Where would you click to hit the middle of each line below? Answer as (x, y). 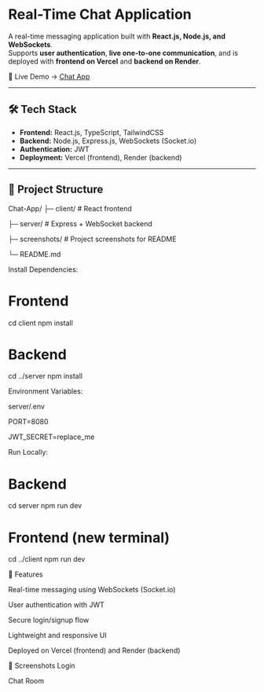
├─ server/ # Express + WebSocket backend (81, 223)
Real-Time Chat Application (100, 15)
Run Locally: (28, 452)
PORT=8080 (28, 422)
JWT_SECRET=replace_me (51, 437)
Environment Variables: (46, 391)
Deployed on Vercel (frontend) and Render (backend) (94, 650)
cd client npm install (40, 323)
